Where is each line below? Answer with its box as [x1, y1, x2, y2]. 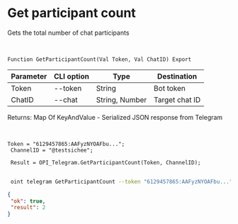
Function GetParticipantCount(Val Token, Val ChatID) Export [7, 55, 192, 63]
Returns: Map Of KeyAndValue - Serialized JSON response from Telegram [7, 113, 223, 121]
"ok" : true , [10, 197, 46, 205]
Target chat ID [153, 94, 201, 104]
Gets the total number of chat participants [7, 28, 130, 37]
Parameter [11, 71, 47, 81]
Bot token [153, 83, 186, 93]
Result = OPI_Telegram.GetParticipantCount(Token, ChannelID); [10, 159, 201, 166]
